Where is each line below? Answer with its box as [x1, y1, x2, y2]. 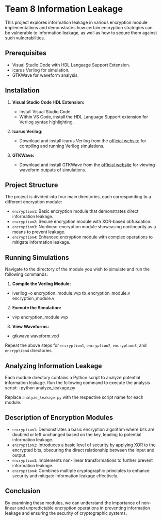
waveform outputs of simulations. [19, 167, 86, 173]
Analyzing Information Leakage [5, 362, 102, 370]
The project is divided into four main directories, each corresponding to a [5, 194, 151, 200]
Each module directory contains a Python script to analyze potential [5, 375, 141, 380]
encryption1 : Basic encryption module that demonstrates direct [12, 208, 139, 214]
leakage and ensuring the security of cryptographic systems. [5, 510, 127, 516]
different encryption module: [5, 199, 62, 205]
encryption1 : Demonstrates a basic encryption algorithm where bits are [12, 426, 155, 432]
